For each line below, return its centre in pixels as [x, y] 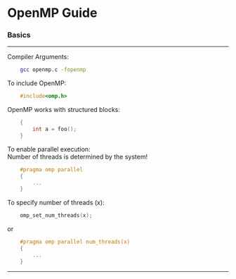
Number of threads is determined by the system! [78, 156]
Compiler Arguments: [38, 57]
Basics [19, 35]
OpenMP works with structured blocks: [64, 110]
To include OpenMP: [37, 83]
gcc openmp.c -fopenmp [53, 70]
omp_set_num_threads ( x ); [56, 216]
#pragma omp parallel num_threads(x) [75, 242]
